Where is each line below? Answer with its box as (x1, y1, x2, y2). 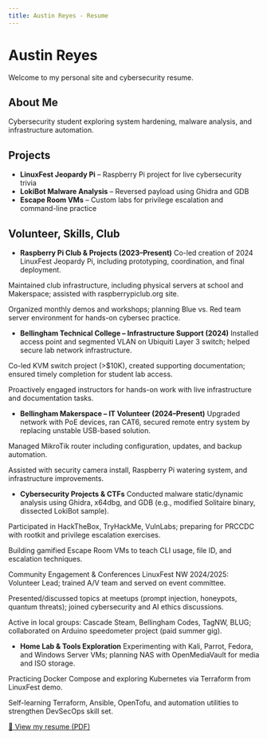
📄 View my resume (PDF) (8, 722, 91, 731)
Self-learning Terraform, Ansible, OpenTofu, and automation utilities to (8, 698, 239, 707)
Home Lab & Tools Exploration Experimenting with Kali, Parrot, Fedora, (19, 642, 253, 651)
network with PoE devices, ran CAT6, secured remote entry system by (19, 417, 250, 427)
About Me (8, 95, 58, 109)
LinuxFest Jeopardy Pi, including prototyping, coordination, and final (19, 256, 245, 266)
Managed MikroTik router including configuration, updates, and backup (8, 441, 242, 451)
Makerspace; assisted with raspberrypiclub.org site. (8, 289, 179, 298)
